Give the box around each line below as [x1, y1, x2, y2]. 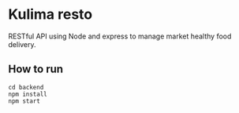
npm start [8, 97, 41, 105]
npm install [8, 90, 47, 98]
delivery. [8, 39, 37, 49]
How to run [8, 63, 64, 76]
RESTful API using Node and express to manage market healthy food [8, 31, 232, 41]
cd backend [8, 83, 44, 91]
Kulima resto [8, 5, 93, 24]
